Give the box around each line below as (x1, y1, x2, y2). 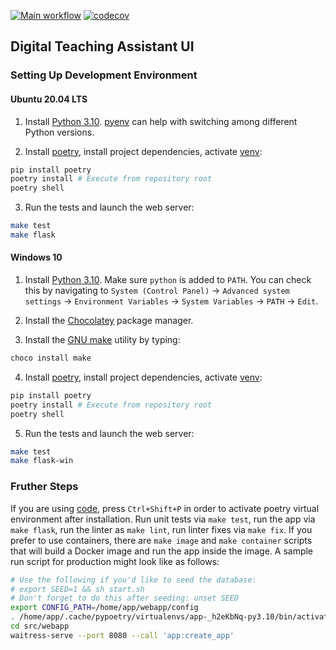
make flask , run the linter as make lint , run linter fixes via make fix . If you (10, 523, 313, 535)
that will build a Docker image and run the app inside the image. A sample (10, 545, 314, 557)
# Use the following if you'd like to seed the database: (10, 575, 257, 585)
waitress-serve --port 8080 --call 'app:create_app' (10, 630, 235, 640)
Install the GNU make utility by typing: (24, 334, 181, 346)
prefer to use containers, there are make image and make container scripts (10, 534, 313, 546)
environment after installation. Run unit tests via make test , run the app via (10, 513, 316, 525)
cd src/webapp (10, 621, 70, 632)
